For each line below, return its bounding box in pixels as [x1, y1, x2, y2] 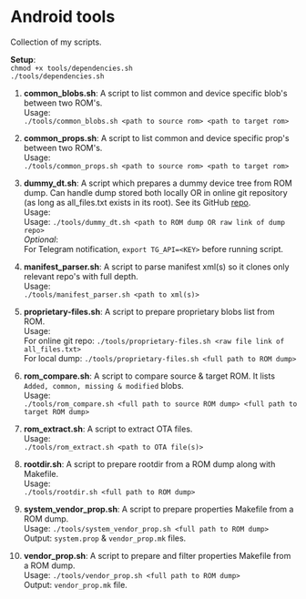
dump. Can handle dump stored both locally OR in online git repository [23, 187, 288, 198]
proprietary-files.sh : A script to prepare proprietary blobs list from [23, 306, 275, 317]
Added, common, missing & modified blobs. [23, 380, 185, 391]
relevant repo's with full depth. [23, 270, 139, 281]
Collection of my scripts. [10, 36, 103, 47]
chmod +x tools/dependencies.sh [10, 64, 133, 73]
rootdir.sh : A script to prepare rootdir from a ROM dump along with [23, 458, 276, 470]
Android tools [10, 6, 116, 27]
